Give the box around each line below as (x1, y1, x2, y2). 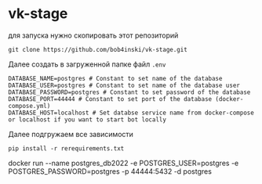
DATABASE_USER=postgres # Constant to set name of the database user (8, 81, 241, 89)
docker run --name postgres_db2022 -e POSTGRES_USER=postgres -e (8, 158, 239, 168)
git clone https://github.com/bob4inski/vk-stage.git (8, 45, 188, 53)
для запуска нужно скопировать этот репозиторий (8, 31, 179, 40)
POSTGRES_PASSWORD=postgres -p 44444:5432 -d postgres (8, 166, 212, 176)
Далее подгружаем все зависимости (8, 129, 133, 139)
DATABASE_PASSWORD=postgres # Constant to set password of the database (8, 88, 251, 96)
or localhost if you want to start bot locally (8, 115, 167, 124)
